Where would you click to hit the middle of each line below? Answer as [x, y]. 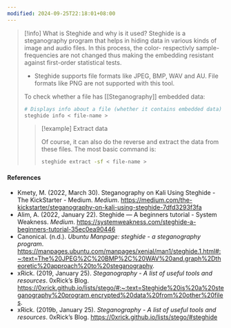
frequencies [41, 55]
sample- [207, 48]
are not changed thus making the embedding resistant [137, 55]
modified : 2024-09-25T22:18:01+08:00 [61, 13]
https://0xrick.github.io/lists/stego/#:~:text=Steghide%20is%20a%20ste [120, 288]
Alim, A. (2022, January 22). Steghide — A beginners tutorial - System [117, 215]
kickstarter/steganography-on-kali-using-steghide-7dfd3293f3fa [109, 207]
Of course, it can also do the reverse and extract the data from [130, 142]
